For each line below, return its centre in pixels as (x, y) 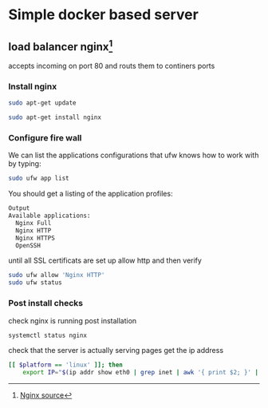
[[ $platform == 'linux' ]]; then (66, 365)
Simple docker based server (104, 15)
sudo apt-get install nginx (55, 117)
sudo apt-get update (43, 103)
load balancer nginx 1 (61, 46)
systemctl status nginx (48, 335)
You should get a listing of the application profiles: (91, 194)
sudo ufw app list (39, 178)
